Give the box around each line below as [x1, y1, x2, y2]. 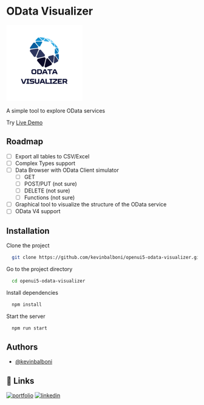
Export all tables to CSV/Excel [15, 152, 90, 160]
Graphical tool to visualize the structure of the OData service [15, 201, 167, 208]
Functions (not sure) [24, 194, 75, 202]
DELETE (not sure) [24, 187, 70, 194]
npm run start [12, 325, 47, 331]
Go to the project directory [6, 266, 73, 272]
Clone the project [6, 242, 50, 249]
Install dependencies [6, 289, 59, 296]
